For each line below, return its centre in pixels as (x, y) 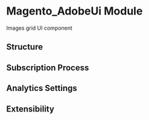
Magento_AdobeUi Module (74, 11)
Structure (25, 47)
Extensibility (30, 109)
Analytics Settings (42, 88)
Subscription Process (48, 68)
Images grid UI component (39, 28)
